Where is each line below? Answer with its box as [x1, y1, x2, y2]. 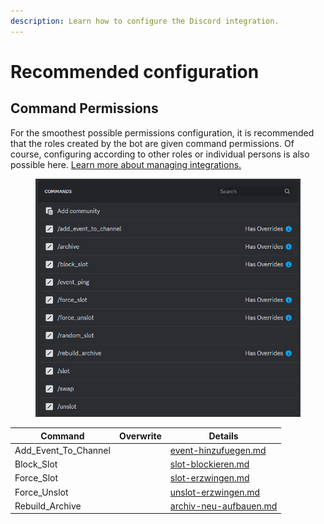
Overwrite [118, 430, 162, 442]
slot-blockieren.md [169, 458, 250, 470]
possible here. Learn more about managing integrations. [10, 158, 242, 170]
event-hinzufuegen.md [169, 444, 267, 456]
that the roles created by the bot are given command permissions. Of [10, 137, 295, 149]
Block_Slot [14, 458, 58, 470]
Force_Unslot [14, 486, 69, 498]
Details [208, 430, 239, 442]
